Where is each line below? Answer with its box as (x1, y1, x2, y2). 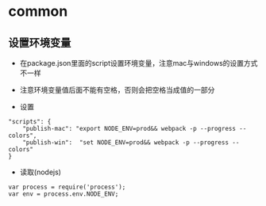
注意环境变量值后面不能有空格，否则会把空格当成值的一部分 (19, 86, 215, 94)
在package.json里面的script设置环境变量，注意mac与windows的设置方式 (19, 59, 258, 67)
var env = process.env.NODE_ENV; (8, 190, 119, 198)
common (8, 2, 68, 21)
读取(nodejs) (19, 167, 62, 177)
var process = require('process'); (8, 183, 126, 191)
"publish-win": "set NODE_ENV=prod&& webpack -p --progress (22, 139, 229, 147)
